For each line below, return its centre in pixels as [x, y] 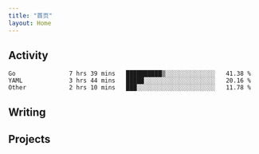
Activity [29, 55]
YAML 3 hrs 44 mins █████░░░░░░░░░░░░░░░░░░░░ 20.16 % [129, 81]
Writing [27, 112]
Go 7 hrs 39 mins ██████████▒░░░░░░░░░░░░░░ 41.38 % [129, 74]
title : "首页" [31, 16]
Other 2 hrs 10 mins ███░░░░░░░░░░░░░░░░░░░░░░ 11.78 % [129, 88]
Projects [29, 139]
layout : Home [30, 23]
